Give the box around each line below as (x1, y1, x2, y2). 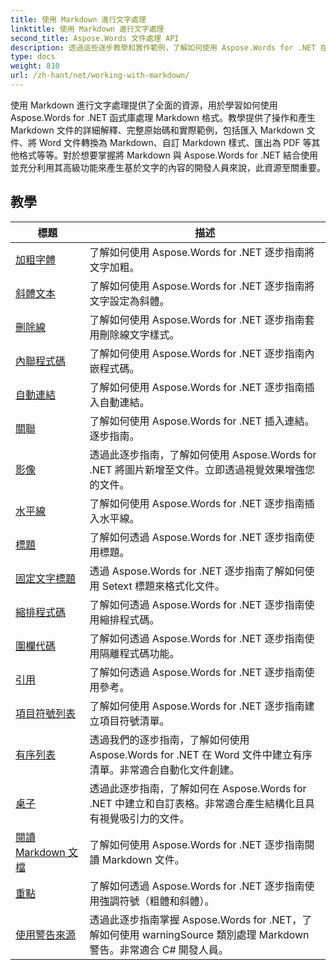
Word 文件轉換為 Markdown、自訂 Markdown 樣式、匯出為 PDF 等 (38, 136, 312, 148)
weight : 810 (10, 61, 60, 71)
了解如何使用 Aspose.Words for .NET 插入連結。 (89, 414, 315, 428)
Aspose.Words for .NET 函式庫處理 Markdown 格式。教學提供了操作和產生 (10, 111, 317, 123)
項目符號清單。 (99, 714, 170, 728)
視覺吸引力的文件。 (99, 811, 190, 825)
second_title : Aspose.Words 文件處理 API (10, 33, 180, 43)
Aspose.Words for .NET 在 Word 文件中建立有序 (89, 747, 313, 761)
